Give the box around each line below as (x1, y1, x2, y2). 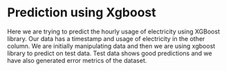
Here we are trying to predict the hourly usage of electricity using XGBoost (7, 27, 220, 35)
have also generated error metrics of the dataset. (7, 56, 147, 64)
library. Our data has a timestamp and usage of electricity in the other (7, 34, 205, 42)
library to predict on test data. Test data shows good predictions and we (7, 49, 212, 57)
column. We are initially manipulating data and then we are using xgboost (7, 42, 216, 50)
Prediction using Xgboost (7, 5, 157, 20)
